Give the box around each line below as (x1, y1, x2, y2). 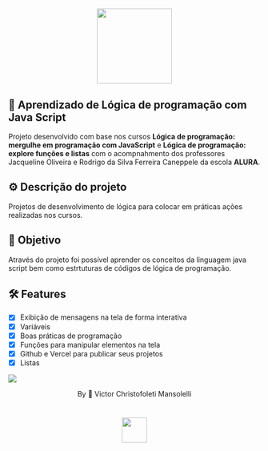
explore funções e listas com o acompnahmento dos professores (8, 149, 226, 158)
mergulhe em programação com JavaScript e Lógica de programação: (8, 140, 246, 150)
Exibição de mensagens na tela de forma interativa (19, 312, 187, 322)
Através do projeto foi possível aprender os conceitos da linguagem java (8, 255, 246, 264)
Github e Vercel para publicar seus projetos (19, 348, 163, 358)
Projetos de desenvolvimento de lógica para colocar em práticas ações (8, 201, 242, 211)
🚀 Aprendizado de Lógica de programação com (8, 98, 247, 111)
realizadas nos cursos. (8, 210, 83, 219)
